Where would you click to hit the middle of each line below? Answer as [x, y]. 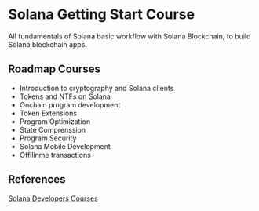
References [37, 179]
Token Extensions [48, 113]
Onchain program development [70, 104]
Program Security [48, 138]
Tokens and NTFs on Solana [65, 96]
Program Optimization [55, 121]
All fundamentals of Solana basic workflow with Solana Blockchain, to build [129, 36]
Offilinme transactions [55, 155]
